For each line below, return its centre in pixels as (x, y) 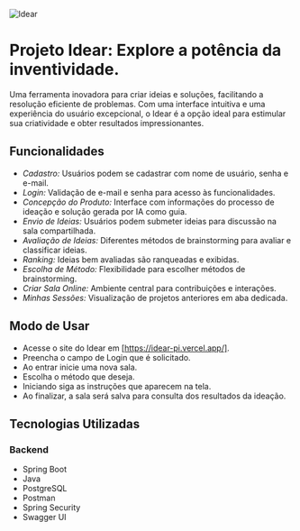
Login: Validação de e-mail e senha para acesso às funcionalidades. (149, 192)
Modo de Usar (50, 326)
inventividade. (64, 70)
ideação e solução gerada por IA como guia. (105, 211)
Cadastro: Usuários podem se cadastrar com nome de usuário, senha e (155, 173)
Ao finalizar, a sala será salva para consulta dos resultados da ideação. (154, 396)
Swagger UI (44, 517)
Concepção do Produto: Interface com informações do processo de (148, 202)
